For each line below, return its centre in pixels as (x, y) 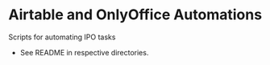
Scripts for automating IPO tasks (62, 37)
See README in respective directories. (84, 52)
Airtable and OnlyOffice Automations (135, 15)
